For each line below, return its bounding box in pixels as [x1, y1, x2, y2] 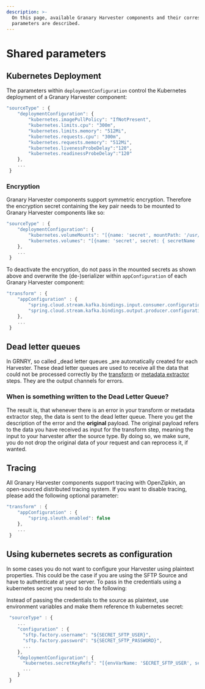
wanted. [6, 445, 27, 452]
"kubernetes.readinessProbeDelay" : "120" [28, 151, 132, 157]
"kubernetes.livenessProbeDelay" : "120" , [28, 145, 132, 151]
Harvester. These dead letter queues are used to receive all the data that [6, 364, 189, 372]
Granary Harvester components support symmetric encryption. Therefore [6, 196, 192, 203]
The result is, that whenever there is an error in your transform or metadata [6, 406, 195, 414]
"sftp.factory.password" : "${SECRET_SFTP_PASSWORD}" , [22, 637, 163, 644]
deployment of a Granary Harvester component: [6, 93, 127, 101]
